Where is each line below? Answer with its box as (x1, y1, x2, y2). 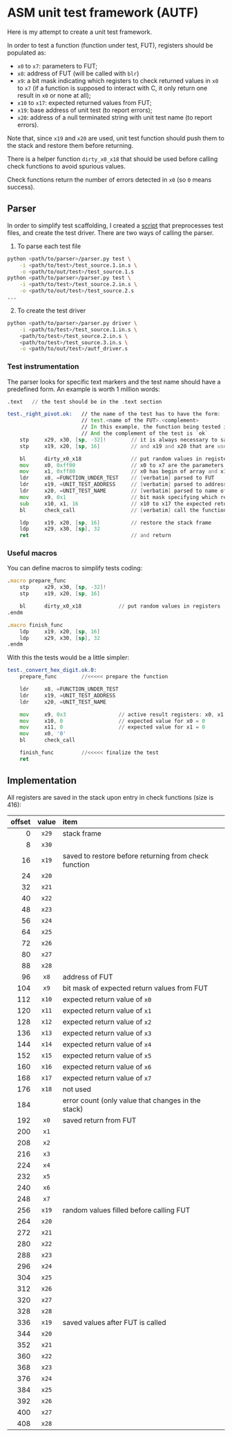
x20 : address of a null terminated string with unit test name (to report (17, 113, 213, 122)
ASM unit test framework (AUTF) (7, 5, 199, 21)
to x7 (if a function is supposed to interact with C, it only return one (17, 84, 208, 92)
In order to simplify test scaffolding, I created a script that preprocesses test (7, 221, 224, 229)
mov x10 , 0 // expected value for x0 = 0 (19, 717, 206, 724)
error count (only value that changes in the (62, 1096, 202, 1105)
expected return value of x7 (62, 1073, 152, 1082)
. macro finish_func (7, 621, 64, 628)
